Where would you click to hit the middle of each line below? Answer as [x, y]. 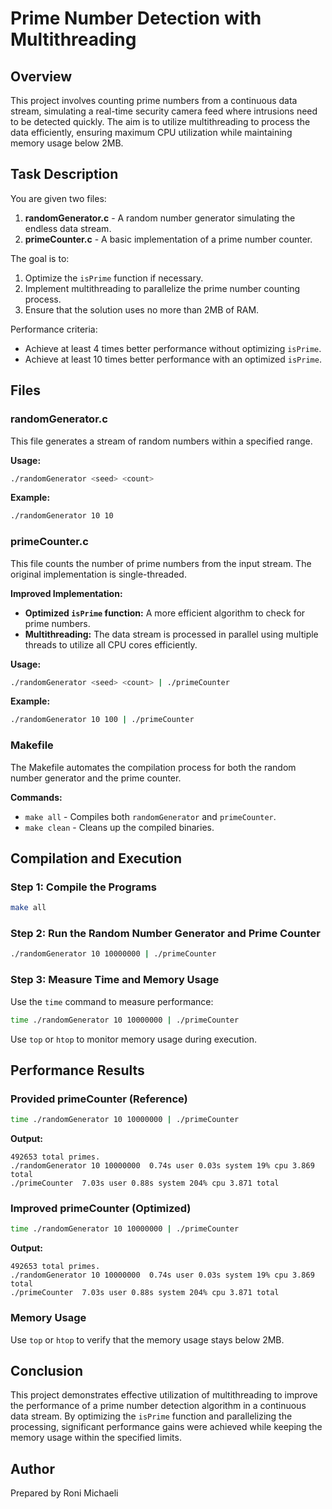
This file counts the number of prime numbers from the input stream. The [161, 563]
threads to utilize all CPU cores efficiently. [111, 644]
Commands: [36, 797]
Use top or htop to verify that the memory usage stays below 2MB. [147, 1339]
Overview [41, 76]
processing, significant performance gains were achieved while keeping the [166, 1427]
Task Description [64, 174]
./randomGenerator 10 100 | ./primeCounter [102, 720]
